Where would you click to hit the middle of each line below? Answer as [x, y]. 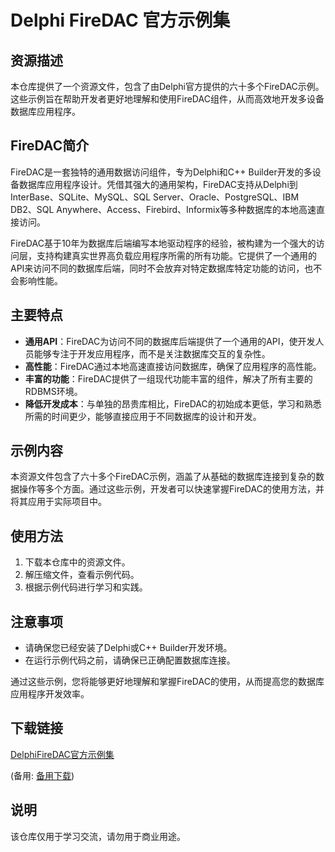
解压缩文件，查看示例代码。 [82, 575]
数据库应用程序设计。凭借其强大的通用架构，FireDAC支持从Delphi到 [158, 184]
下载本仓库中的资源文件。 [77, 562]
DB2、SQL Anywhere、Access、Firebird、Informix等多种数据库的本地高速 [163, 209]
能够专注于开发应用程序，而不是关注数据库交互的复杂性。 [152, 353]
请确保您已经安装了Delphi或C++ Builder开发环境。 [128, 648]
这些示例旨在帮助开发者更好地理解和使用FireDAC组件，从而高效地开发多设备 [167, 99]
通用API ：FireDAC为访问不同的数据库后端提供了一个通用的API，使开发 [170, 341]
